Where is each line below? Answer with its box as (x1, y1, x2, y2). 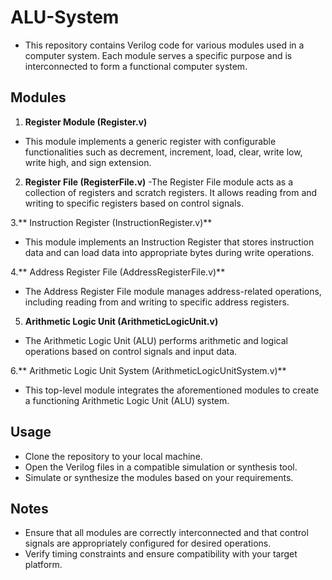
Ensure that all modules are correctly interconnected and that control (24, 527, 309, 539)
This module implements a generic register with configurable (24, 135, 277, 147)
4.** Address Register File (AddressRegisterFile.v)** (10, 266, 226, 278)
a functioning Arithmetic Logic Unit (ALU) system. (24, 394, 230, 406)
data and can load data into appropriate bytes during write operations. (24, 246, 315, 258)
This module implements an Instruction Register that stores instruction (24, 236, 315, 248)
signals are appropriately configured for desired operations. (24, 537, 272, 550)
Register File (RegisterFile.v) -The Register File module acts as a (24, 176, 294, 188)
